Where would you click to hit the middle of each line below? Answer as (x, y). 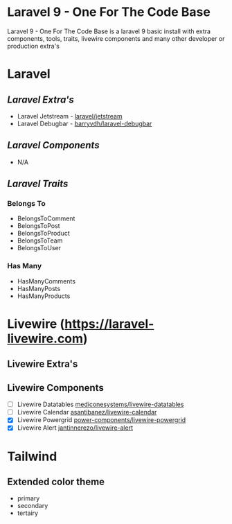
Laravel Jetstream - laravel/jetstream (70, 116)
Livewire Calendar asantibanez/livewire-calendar (87, 412)
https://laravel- (109, 324)
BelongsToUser (39, 248)
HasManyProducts (44, 296)
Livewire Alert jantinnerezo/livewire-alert (75, 428)
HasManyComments (46, 281)
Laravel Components (53, 145)
